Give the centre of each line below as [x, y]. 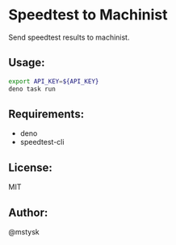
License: [30, 167]
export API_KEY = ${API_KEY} [54, 81]
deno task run [32, 89]
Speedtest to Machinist [88, 15]
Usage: [27, 63]
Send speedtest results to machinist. [69, 37]
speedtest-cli [42, 142]
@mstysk [24, 231]
